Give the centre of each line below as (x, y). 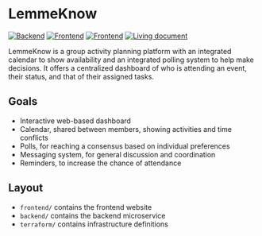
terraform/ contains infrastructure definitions (94, 224)
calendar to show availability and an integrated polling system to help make (131, 60)
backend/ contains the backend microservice (92, 215)
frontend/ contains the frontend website (86, 207)
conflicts (34, 137)
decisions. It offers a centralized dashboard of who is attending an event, (128, 68)
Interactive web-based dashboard (75, 121)
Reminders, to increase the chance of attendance (100, 163)
